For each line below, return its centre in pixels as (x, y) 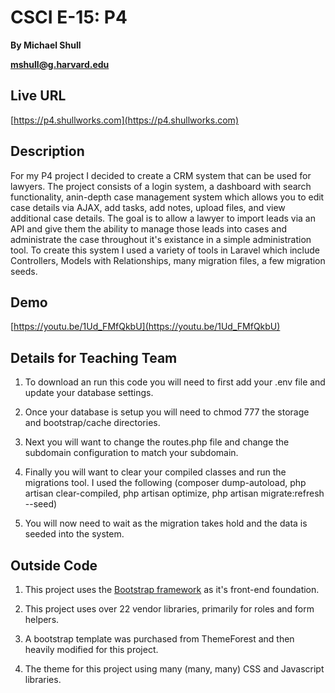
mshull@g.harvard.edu (60, 64)
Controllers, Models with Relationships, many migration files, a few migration (168, 260)
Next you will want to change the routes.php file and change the (157, 442)
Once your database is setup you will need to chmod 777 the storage (167, 412)
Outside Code (54, 565)
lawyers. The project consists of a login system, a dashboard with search (161, 186)
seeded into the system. (74, 534)
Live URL (38, 96)
